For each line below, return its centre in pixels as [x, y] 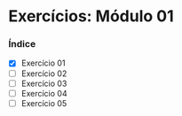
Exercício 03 [44, 83]
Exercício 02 [44, 73]
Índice [22, 44]
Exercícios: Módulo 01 [91, 16]
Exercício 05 [44, 103]
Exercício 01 [43, 63]
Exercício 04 [44, 93]
